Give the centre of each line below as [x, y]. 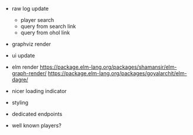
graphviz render [31, 44]
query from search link [48, 26]
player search [37, 20]
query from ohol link [45, 33]
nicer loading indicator [39, 91]
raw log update [30, 9]
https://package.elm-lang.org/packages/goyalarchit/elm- [118, 73]
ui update [23, 55]
